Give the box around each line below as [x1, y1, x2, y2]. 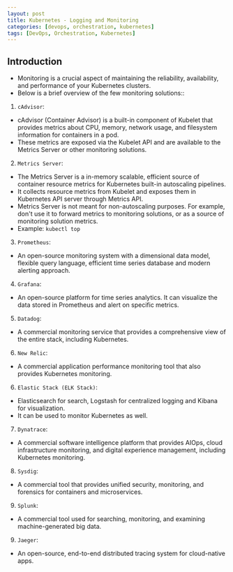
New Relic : [17, 349, 48, 357]
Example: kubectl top [17, 225, 80, 233]
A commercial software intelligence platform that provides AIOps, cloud [17, 439, 223, 447]
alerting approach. [17, 266, 71, 275]
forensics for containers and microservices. [17, 488, 143, 496]
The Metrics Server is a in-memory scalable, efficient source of [17, 172, 200, 181]
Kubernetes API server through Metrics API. [17, 195, 144, 203]
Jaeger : [17, 536, 38, 544]
